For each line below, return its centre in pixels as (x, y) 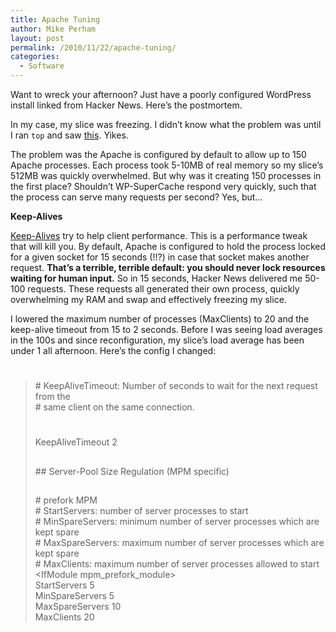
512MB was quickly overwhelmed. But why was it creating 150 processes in (166, 175)
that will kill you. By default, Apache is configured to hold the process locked (168, 246)
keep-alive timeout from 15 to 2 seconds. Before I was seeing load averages (166, 329)
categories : (35, 57)
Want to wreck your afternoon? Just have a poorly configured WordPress (161, 94)
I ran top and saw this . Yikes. (69, 135)
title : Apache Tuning (55, 19)
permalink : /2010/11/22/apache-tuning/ (93, 47)
